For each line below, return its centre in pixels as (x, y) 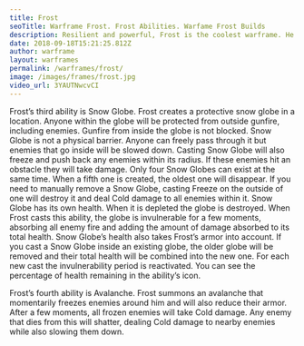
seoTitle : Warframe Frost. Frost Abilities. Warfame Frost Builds (137, 26)
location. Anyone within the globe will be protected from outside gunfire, (145, 121)
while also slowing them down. (67, 331)
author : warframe (42, 52)
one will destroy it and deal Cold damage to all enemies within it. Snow (141, 198)
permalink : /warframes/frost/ (67, 69)
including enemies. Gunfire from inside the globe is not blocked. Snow (141, 130)
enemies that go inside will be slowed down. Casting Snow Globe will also (147, 150)
